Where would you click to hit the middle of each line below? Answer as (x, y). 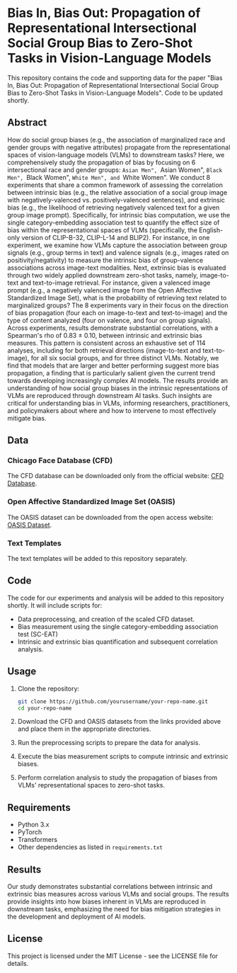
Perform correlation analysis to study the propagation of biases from (117, 778)
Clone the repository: (48, 688)
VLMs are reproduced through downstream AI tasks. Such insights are (110, 395)
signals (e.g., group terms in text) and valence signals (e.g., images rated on (118, 252)
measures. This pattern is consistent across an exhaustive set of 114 (107, 343)
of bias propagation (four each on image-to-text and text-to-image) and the (117, 312)
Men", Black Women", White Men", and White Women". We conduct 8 (109, 177)
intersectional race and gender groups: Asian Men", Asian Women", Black (115, 170)
